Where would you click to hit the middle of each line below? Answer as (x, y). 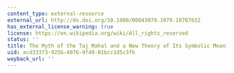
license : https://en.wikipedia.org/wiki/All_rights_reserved (98, 33)
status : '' (23, 40)
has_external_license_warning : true (60, 26)
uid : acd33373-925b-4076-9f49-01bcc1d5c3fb (71, 53)
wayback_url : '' (31, 59)
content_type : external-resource (56, 14)
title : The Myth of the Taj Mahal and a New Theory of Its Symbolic (109, 46)
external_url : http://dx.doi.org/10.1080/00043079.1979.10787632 (104, 20)
